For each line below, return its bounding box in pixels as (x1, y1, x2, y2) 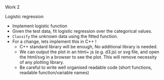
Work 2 (5, 4, 20, 10)
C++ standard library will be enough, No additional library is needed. (19, 44, 158, 49)
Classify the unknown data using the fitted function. (12, 34, 118, 39)
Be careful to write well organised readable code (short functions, (19, 64, 152, 70)
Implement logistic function (12, 23, 68, 29)
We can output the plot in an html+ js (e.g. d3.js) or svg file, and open (19, 49, 160, 55)
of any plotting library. (19, 60, 64, 65)
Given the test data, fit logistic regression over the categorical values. (12, 28, 153, 34)
